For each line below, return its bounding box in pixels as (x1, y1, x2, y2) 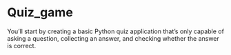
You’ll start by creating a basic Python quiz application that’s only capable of (7, 27, 224, 35)
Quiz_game (7, 5, 74, 20)
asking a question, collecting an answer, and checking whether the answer (7, 34, 219, 42)
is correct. (7, 41, 37, 50)
